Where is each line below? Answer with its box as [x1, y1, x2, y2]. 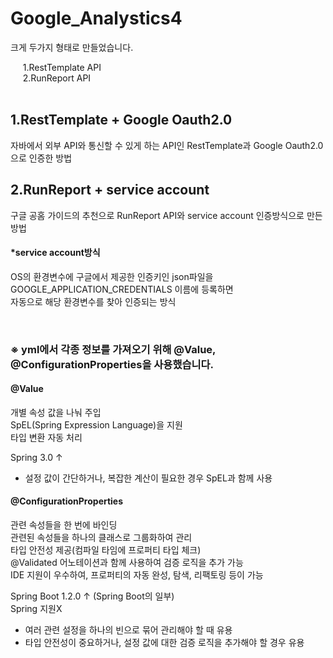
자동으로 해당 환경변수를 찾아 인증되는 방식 [10, 295, 177, 307]
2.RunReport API [22, 72, 92, 84]
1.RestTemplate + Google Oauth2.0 [10, 112, 233, 129]
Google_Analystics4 [10, 7, 183, 30]
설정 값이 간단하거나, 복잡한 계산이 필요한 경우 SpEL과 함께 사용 [24, 472, 273, 484]
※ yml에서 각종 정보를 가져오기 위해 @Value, [10, 342, 217, 356]
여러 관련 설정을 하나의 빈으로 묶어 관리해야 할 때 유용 [24, 624, 233, 636]
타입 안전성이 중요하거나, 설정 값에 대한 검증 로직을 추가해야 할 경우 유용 [24, 637, 305, 649]
